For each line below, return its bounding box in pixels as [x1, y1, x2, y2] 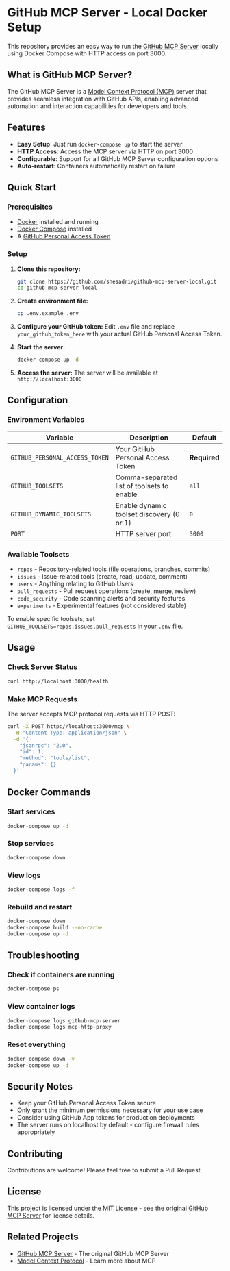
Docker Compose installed [16, 225, 92, 234]
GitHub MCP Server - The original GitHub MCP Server [16, 1249, 170, 1257]
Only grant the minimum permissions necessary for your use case [16, 1106, 203, 1114]
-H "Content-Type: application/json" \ [13, 729, 127, 736]
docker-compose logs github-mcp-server [7, 1017, 121, 1024]
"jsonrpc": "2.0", [19, 742, 72, 749]
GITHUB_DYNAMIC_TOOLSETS [10, 510, 92, 518]
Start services [7, 807, 55, 816]
